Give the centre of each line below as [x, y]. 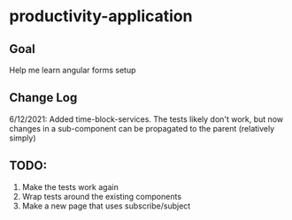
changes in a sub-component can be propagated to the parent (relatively [142, 128]
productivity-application [101, 16]
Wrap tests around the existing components [102, 196]
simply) [23, 138]
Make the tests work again [70, 186]
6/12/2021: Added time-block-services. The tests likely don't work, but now [146, 119]
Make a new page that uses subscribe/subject [106, 206]
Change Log [43, 98]
